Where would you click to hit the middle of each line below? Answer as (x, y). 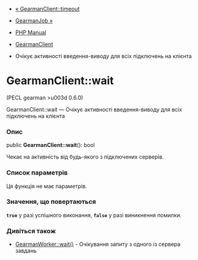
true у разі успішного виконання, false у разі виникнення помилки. (94, 215)
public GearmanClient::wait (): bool (51, 145)
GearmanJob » (34, 20)
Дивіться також (31, 231)
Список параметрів (37, 173)
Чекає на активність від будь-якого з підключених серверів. (85, 157)
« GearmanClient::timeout (48, 9)
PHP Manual (31, 32)
